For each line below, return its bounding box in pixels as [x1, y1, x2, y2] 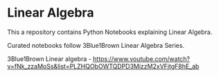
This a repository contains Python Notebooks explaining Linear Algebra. [7, 28, 213, 36]
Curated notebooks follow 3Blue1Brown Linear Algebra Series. [7, 41, 185, 49]
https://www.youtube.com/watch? [92, 54, 191, 63]
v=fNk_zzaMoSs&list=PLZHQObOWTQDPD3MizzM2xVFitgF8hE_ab [7, 62, 200, 70]
